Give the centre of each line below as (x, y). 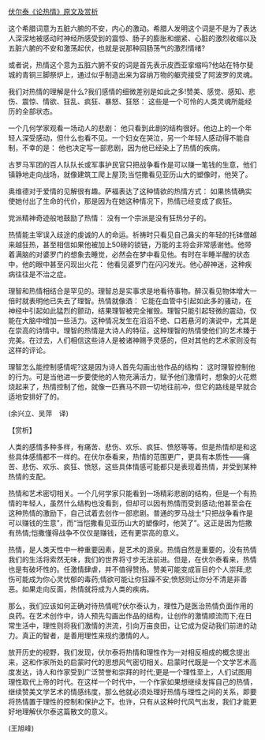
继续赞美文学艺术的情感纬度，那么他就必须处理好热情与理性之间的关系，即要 (132, 692)
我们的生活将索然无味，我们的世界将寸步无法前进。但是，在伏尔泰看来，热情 (132, 560)
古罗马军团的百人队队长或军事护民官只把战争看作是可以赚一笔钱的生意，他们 (132, 165)
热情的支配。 (29, 477)
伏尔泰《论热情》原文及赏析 (53, 11)
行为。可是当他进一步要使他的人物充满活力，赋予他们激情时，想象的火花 (132, 377)
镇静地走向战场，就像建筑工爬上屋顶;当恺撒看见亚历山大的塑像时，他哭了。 (130, 175)
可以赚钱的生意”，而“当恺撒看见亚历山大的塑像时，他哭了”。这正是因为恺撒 (130, 523)
